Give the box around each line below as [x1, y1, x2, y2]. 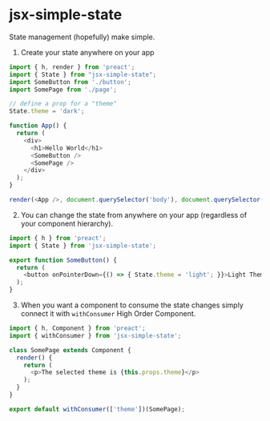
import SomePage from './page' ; [9, 86, 117, 94]
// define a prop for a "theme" [9, 100, 117, 108]
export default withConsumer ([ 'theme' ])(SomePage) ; [9, 405, 185, 413]
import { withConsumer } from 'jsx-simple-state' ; [9, 331, 182, 339]
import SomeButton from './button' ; [9, 78, 131, 86]
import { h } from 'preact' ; [9, 234, 107, 242]
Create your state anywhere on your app [20, 47, 155, 57]
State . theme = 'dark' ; [9, 107, 85, 115]
